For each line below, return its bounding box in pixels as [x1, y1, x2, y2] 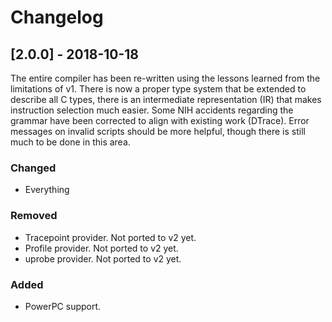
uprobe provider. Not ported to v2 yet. [24, 252, 182, 265]
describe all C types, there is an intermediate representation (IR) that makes [10, 94, 322, 105]
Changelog [10, 6, 104, 29]
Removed [10, 209, 58, 223]
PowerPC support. [24, 300, 102, 312]
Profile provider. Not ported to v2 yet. [24, 242, 179, 254]
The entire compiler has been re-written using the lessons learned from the [10, 72, 321, 84]
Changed [10, 161, 57, 175]
